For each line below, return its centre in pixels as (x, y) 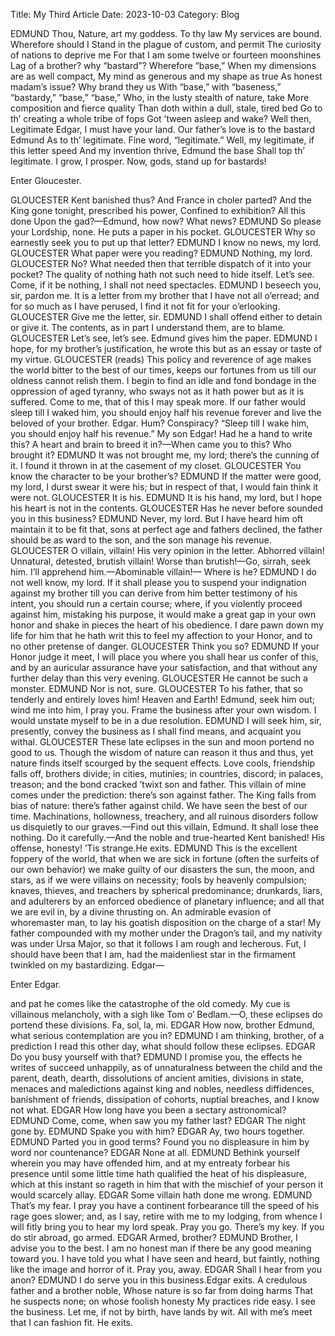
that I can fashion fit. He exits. (71, 1322)
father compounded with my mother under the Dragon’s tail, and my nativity (166, 933)
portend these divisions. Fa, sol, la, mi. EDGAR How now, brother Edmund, (162, 1025)
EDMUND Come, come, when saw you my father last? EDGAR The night (158, 1120)
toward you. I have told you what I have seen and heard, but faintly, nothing (165, 1258)
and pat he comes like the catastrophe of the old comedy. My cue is (150, 1003)
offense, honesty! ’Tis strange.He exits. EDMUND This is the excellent (154, 848)
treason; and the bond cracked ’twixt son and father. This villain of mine (158, 784)
